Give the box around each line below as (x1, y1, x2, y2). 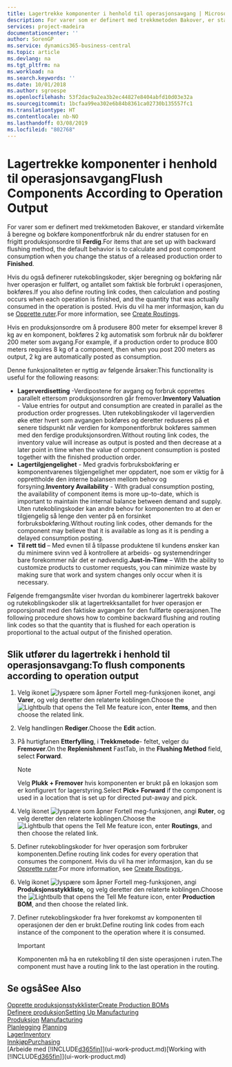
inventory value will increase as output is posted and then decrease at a (17, 438, 222, 447)
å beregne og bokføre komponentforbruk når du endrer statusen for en (7, 230, 209, 239)
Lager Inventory (7, 1030, 51, 1039)
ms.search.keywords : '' (7, 74, 76, 82)
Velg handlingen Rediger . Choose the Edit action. (17, 724, 157, 733)
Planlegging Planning (7, 1023, 68, 1031)
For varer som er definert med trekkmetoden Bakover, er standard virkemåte (7, 223, 224, 231)
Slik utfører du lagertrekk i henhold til (7, 648, 171, 660)
